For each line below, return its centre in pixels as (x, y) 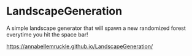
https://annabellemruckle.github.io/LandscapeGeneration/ (80, 46)
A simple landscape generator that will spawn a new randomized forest (96, 28)
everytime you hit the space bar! (47, 34)
